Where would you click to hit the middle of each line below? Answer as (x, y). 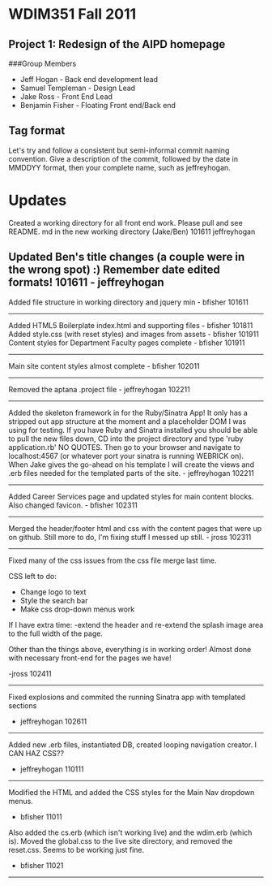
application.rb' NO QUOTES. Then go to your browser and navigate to (124, 447)
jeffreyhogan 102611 (53, 721)
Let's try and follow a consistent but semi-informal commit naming (119, 150)
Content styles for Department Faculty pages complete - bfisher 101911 (127, 343)
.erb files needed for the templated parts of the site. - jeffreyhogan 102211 (132, 473)
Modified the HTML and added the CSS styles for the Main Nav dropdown (132, 792)
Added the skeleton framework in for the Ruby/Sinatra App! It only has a (128, 413)
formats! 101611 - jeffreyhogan (86, 282)
